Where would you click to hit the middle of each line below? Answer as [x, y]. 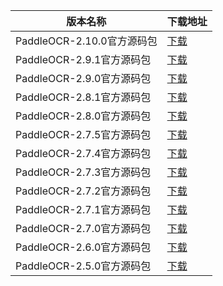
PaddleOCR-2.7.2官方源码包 [83, 191]
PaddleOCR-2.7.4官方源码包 [83, 153]
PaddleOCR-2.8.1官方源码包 [83, 97]
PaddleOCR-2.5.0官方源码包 [83, 266]
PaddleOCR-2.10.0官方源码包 [86, 41]
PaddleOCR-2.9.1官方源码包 [83, 59]
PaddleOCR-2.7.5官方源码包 [83, 134]
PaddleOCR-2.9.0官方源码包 [83, 78]
